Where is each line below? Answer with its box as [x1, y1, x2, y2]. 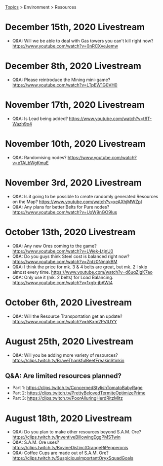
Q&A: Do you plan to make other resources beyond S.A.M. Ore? [12, 429, 142, 435]
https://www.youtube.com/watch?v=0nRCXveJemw [12, 43, 119, 49]
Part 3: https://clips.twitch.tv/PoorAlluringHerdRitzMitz [12, 395, 123, 401]
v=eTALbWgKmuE [12, 160, 49, 166]
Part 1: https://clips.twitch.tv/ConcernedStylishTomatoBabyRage [12, 385, 143, 391]
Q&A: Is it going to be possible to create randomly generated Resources [12, 193, 159, 199]
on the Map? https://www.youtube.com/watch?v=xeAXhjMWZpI [12, 199, 142, 205]
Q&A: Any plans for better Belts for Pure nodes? [12, 204, 110, 210]
